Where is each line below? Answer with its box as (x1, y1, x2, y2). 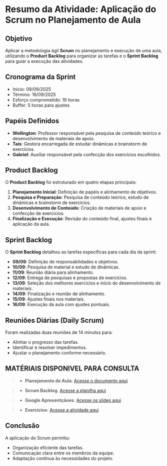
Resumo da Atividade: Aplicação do (5, 4, 156, 15)
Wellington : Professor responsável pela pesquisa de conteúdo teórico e (12, 130, 161, 136)
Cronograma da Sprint (5, 73, 76, 81)
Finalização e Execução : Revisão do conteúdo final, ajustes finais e (12, 216, 152, 222)
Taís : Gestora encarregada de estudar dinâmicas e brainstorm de (12, 141, 147, 147)
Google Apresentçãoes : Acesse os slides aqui (24, 397, 121, 403)
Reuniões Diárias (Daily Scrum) (5, 316, 104, 325)
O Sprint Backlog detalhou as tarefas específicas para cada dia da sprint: (5, 249, 157, 255)
